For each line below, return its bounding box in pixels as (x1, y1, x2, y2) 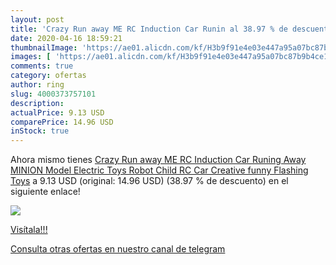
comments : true (10, 61, 74, 71)
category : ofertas (10, 71, 87, 81)
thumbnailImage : (10, 42, 78, 53)
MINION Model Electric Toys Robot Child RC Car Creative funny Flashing (10, 164, 309, 176)
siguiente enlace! (10, 186, 81, 198)
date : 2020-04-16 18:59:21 (10, 33, 123, 43)
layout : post (10, 14, 65, 25)
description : (10, 98, 65, 108)
